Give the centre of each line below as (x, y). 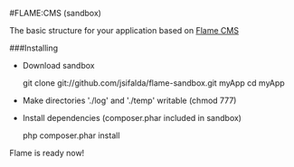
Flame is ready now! (47, 153)
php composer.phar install (71, 135)
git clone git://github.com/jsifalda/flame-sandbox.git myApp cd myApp (153, 83)
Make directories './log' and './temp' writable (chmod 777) (129, 100)
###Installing (34, 48)
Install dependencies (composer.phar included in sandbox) (132, 118)
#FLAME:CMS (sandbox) (56, 13)
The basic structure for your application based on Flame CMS (124, 30)
